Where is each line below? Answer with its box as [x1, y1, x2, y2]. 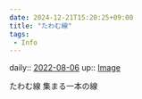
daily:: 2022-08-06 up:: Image [9, 62, 121, 73]
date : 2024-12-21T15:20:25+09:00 [9, 12, 134, 22]
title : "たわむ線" [9, 21, 73, 30]
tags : [9, 29, 29, 38]
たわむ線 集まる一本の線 [9, 81, 98, 92]
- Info [13, 37, 38, 47]
